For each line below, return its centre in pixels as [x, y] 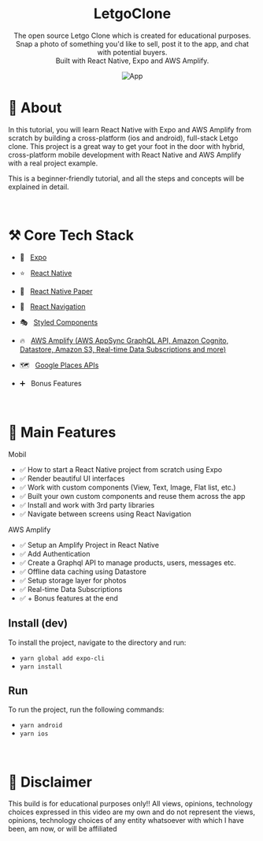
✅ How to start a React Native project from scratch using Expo [121, 469]
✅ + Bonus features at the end [69, 598]
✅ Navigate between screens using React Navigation [105, 514]
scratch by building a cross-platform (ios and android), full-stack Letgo [123, 138]
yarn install [41, 667]
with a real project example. [53, 163]
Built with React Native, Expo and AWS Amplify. [132, 61]
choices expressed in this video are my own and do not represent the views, [132, 812]
